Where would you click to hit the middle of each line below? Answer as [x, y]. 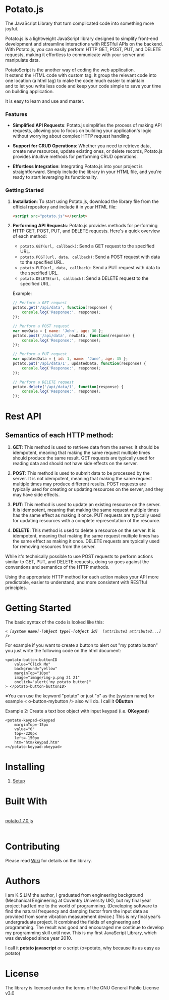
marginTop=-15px [32, 725]
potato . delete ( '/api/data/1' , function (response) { [68, 387]
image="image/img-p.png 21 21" [47, 678]
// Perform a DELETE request [43, 382]
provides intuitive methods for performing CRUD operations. [75, 157]
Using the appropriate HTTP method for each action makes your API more [82, 577]
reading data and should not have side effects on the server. [75, 464]
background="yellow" [36, 669]
